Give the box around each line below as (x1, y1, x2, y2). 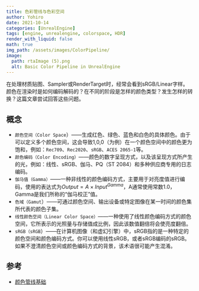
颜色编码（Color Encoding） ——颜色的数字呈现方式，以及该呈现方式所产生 (14, 153, 193, 160)
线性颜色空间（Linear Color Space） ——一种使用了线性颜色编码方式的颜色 (14, 212, 191, 219)
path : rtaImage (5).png (11, 58, 70, 64)
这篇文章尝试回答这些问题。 (16, 95, 84, 102)
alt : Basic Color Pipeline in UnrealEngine (11, 63, 120, 70)
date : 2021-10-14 (6, 20, 49, 25)
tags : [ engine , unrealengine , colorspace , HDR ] (6, 31, 126, 37)
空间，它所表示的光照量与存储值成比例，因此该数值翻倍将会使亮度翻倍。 (14, 220, 191, 227)
